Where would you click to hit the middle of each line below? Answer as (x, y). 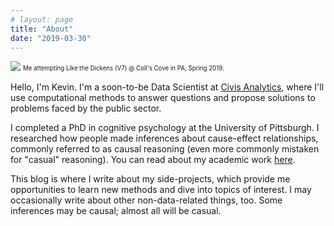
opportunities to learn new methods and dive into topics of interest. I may (161, 190)
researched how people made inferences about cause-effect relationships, (164, 138)
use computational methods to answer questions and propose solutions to (163, 98)
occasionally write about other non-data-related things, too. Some (146, 200)
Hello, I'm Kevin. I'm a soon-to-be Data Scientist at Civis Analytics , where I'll (167, 87)
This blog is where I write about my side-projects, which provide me (150, 179)
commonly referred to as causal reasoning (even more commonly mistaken (165, 149)
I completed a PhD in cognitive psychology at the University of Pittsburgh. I (165, 128)
